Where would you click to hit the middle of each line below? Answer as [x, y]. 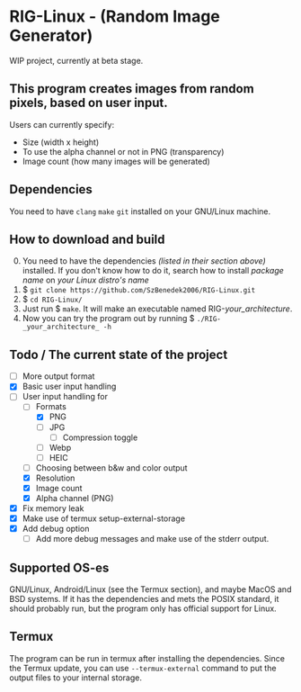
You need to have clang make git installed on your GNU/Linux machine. [140, 211]
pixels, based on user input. [89, 103]
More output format [58, 376]
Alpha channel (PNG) [75, 498]
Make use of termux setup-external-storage [104, 518]
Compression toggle [100, 437]
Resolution [55, 478]
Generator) [51, 36]
